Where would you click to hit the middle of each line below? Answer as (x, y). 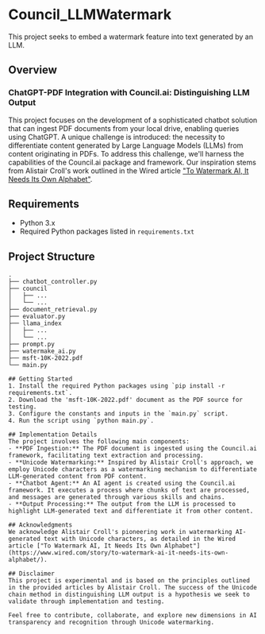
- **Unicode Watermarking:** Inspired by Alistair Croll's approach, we (131, 462)
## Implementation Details (53, 435)
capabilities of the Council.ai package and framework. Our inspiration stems (132, 162)
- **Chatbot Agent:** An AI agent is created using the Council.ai (122, 483)
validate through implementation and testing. (86, 601)
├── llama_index (35, 323)
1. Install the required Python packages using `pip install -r (117, 386)
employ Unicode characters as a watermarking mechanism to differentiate (133, 470)
